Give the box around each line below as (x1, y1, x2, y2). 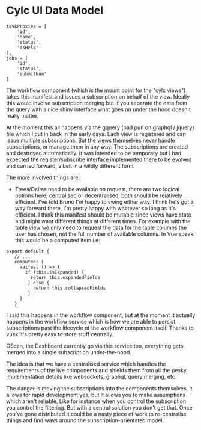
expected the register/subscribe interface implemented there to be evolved (6, 156, 192, 163)
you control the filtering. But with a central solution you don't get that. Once (6, 404, 193, 411)
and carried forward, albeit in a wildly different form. (6, 162, 135, 169)
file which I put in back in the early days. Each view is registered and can (6, 130, 186, 137)
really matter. (6, 112, 39, 119)
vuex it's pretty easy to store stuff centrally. (6, 330, 114, 337)
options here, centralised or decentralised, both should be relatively (14, 192, 182, 199)
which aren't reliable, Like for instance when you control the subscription (6, 398, 187, 405)
